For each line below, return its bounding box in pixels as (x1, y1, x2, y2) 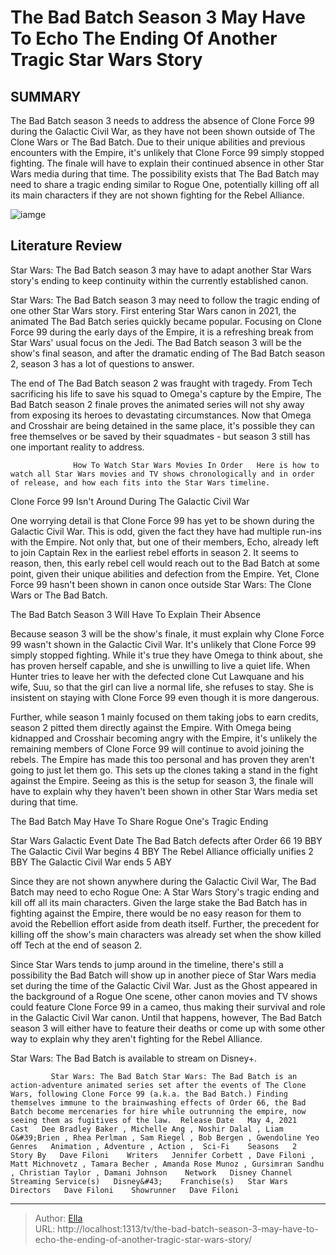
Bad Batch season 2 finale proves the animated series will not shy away (10, 398, 305, 410)
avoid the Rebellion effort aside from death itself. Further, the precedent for (10, 917, 320, 930)
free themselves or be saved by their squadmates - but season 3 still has (10, 430, 311, 442)
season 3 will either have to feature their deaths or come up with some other (10, 1022, 325, 1034)
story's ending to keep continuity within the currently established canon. (10, 274, 309, 286)
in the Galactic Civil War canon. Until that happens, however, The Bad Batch (10, 1011, 322, 1023)
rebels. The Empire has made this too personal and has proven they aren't (10, 753, 315, 765)
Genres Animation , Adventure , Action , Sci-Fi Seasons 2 (10, 1141, 298, 1151)
